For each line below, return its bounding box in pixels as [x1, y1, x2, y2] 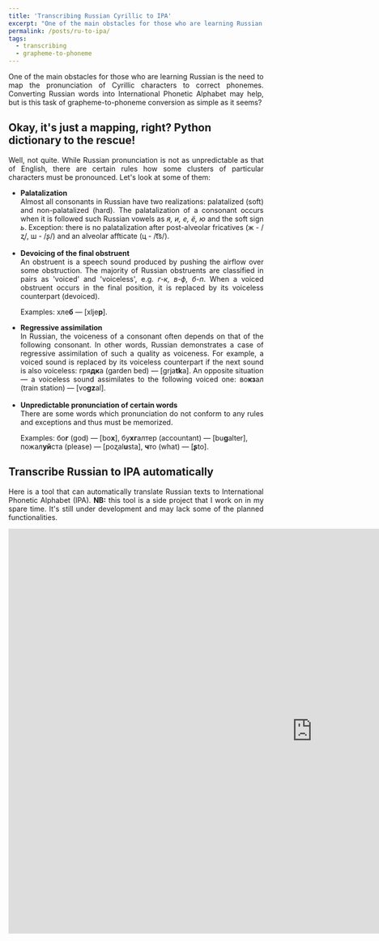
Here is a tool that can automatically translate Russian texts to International [8, 487, 264, 496]
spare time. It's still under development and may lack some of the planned [8, 504, 264, 513]
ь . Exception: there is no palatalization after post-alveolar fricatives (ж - [19, 222, 259, 232]
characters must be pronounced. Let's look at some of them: [8, 172, 211, 182]
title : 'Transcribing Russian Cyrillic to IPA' [8, 11, 172, 20]
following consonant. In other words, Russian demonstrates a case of [19, 339, 264, 349]
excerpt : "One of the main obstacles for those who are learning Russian [8, 19, 263, 28]
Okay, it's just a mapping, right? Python [8, 121, 212, 134]
